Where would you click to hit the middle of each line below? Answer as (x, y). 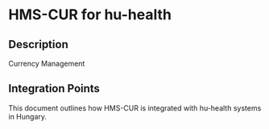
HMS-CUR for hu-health (90, 15)
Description (38, 44)
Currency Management (47, 63)
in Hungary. (27, 116)
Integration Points (54, 89)
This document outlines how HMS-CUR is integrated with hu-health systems (135, 108)
